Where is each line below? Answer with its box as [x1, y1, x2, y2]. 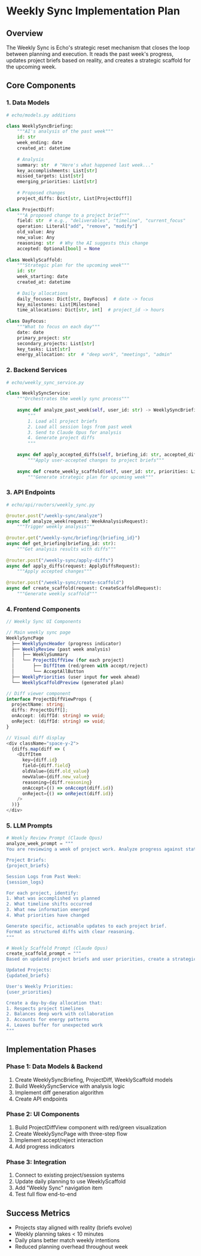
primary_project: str [17, 335, 71, 341]
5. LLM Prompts [6, 822, 53, 829]
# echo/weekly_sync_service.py [6, 379, 84, 385]
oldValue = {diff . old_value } [22, 768, 90, 775]
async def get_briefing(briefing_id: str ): [6, 541, 117, 547]
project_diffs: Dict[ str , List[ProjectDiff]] [17, 195, 133, 202]
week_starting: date [17, 274, 68, 280]
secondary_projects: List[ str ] [17, 340, 95, 346]
